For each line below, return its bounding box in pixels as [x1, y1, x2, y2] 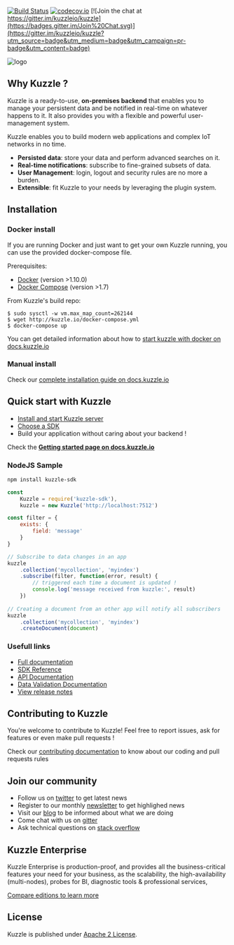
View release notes [17, 688, 74, 696]
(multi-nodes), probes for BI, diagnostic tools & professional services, [7, 878, 208, 886]
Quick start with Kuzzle [7, 396, 112, 408]
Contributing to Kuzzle [7, 707, 109, 719]
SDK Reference [17, 665, 62, 673]
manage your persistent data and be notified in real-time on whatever [7, 104, 208, 112]
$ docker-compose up [7, 322, 68, 329]
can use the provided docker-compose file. [7, 248, 132, 256]
